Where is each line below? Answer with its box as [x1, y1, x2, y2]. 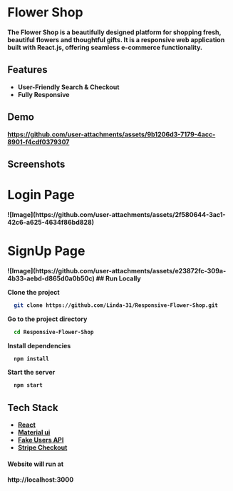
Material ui [17, 428, 51, 437]
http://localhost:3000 [7, 475, 74, 484]
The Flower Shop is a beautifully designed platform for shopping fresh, [7, 28, 222, 36]
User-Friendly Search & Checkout [17, 83, 120, 91]
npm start [14, 382, 43, 389]
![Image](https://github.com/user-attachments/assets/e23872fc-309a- [7, 266, 227, 275]
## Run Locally [95, 274, 141, 283]
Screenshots [7, 158, 66, 170]
